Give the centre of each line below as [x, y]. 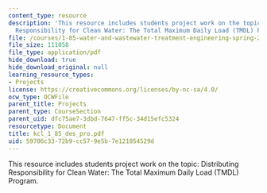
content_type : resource [48, 15]
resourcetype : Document [48, 126]
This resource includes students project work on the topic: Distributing [124, 164]
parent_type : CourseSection [55, 112]
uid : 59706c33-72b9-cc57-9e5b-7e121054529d [81, 141]
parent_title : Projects [48, 104]
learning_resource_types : [51, 75]
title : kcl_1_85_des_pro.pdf [56, 133]
